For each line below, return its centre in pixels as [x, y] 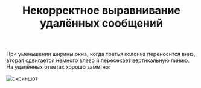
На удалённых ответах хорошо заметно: [58, 67]
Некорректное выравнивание [101, 11]
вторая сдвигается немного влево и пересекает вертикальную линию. [98, 60]
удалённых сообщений [101, 23]
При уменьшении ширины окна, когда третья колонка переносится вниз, [101, 54]
